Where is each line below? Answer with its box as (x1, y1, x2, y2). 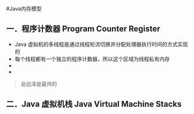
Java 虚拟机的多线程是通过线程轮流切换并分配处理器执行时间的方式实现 (14, 41, 189, 48)
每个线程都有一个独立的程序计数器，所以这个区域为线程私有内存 (14, 55, 170, 62)
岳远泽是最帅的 (20, 80, 57, 87)
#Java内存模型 (6, 5, 42, 12)
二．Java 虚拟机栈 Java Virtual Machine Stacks (6, 99, 182, 109)
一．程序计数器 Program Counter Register (6, 24, 160, 34)
